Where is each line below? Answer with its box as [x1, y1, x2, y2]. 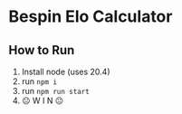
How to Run [8, 43, 75, 58]
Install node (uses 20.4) [21, 66, 110, 77]
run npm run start [21, 86, 90, 96]
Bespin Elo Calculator [8, 6, 173, 27]
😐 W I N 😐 [21, 95, 64, 106]
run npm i [21, 76, 58, 87]
